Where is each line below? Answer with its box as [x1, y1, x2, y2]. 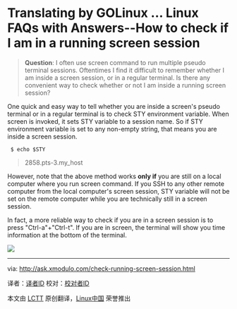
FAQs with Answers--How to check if [7, 20, 229, 36]
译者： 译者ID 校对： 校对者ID [7, 279, 90, 287]
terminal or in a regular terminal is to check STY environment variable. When [7, 110, 229, 118]
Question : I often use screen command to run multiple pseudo [24, 58, 206, 66]
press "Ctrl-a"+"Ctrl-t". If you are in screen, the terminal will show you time [7, 223, 226, 231]
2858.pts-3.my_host [24, 158, 83, 167]
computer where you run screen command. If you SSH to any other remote [7, 179, 224, 188]
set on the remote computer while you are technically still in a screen [7, 194, 207, 203]
